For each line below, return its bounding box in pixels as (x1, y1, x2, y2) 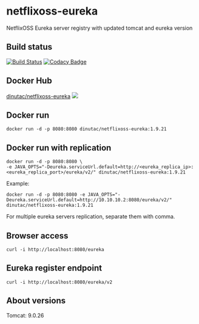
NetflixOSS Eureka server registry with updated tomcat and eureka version (6, 24, 193, 32)
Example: (6, 180, 30, 187)
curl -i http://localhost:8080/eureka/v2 (6, 279, 113, 285)
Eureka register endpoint (6, 263, 102, 274)
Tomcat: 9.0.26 (6, 311, 44, 319)
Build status (6, 42, 53, 52)
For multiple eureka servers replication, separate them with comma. (6, 213, 175, 220)
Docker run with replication (6, 143, 112, 153)
